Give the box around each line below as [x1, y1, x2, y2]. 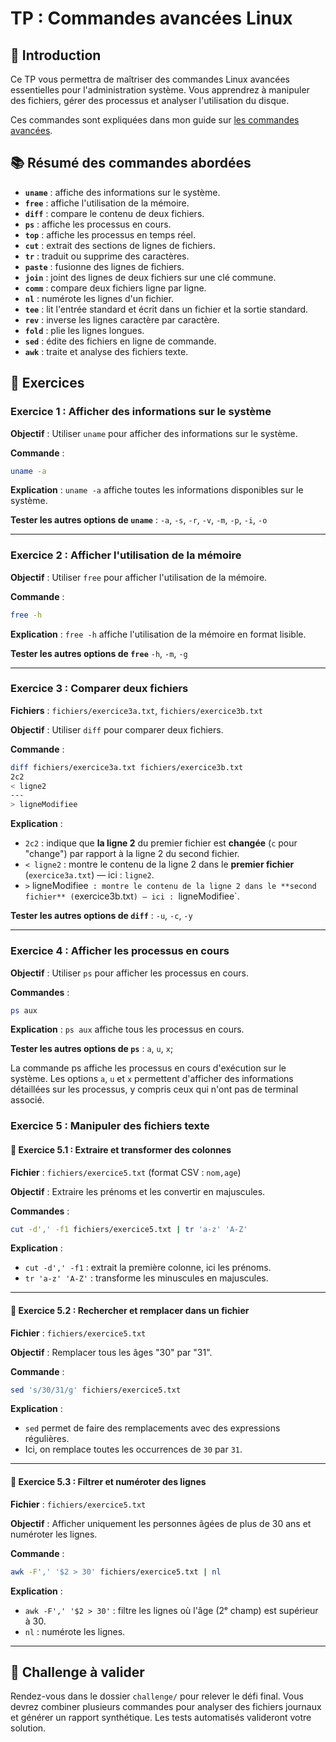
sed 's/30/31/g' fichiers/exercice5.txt [10, 1385, 182, 1395]
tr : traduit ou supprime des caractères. [24, 250, 190, 262]
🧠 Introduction [10, 47, 102, 64]
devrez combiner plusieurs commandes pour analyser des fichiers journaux [10, 1701, 322, 1713]
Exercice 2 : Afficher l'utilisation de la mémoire [10, 548, 242, 562]
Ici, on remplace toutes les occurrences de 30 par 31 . [24, 1443, 243, 1456]
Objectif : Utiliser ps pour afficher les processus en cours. [10, 967, 249, 979]
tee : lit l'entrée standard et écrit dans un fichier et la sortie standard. [24, 303, 309, 315]
